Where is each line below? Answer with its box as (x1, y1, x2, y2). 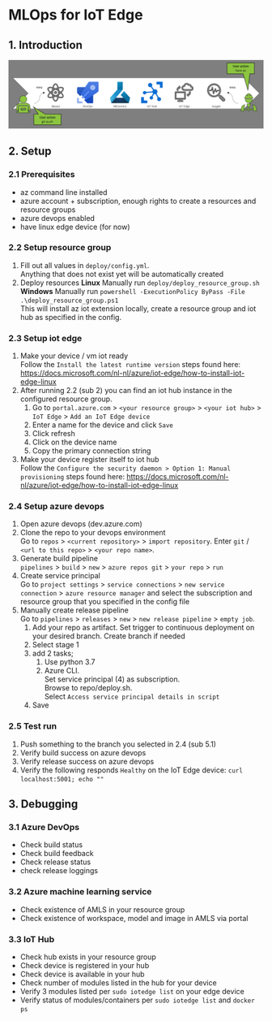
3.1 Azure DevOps (8, 822, 79, 833)
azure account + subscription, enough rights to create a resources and (19, 196, 257, 205)
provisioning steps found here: (19, 472, 125, 482)
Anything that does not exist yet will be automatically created (19, 269, 224, 279)
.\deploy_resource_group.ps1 (19, 296, 119, 305)
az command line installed (19, 187, 108, 197)
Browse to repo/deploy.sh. (44, 683, 133, 693)
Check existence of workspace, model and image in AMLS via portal (19, 913, 249, 923)
